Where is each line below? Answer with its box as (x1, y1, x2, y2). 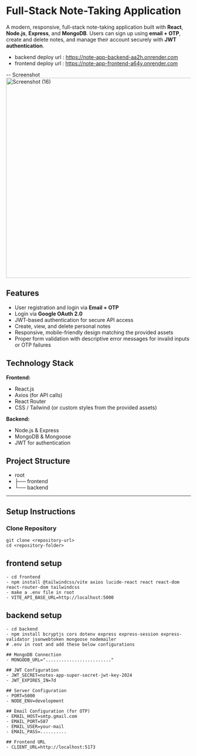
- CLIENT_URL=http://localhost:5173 (6, 744, 96, 750)
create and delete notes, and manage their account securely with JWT (6, 36, 177, 43)
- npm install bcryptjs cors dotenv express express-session (6, 631, 159, 637)
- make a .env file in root (6, 589, 75, 595)
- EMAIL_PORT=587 (6, 718, 49, 724)
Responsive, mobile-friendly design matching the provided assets (14, 328, 174, 335)
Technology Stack (6, 358, 74, 368)
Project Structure (6, 456, 70, 466)
